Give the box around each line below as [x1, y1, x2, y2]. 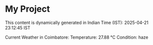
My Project [5, 3, 50, 15]
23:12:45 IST [5, 24, 31, 30]
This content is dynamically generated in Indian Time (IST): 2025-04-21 [5, 20, 149, 25]
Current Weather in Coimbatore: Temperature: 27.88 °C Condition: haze [5, 34, 149, 40]
